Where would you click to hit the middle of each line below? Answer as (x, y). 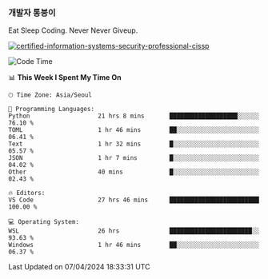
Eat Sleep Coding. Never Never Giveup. (73, 30)
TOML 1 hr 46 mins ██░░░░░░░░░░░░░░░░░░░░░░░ (134, 130)
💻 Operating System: (44, 222)
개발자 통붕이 (32, 12)
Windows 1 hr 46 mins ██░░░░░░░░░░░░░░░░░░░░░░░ (134, 245)
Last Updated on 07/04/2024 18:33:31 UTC (79, 267)
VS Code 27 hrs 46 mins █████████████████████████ (134, 200)
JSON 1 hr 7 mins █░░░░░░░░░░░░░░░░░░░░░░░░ (134, 158)
